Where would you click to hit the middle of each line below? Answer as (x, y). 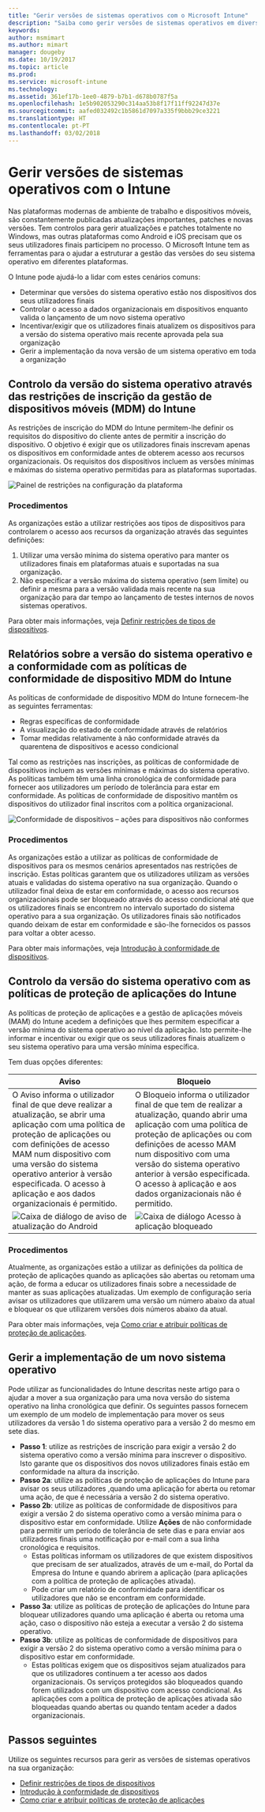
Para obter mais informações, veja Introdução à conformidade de (114, 948)
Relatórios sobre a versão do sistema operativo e (131, 654)
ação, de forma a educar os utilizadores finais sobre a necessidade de (122, 1284)
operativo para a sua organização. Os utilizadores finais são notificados (125, 916)
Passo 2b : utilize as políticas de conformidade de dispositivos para (129, 1505)
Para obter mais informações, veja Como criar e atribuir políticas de (118, 1324)
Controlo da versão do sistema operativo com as (129, 982)
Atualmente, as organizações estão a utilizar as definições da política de (125, 1267)
